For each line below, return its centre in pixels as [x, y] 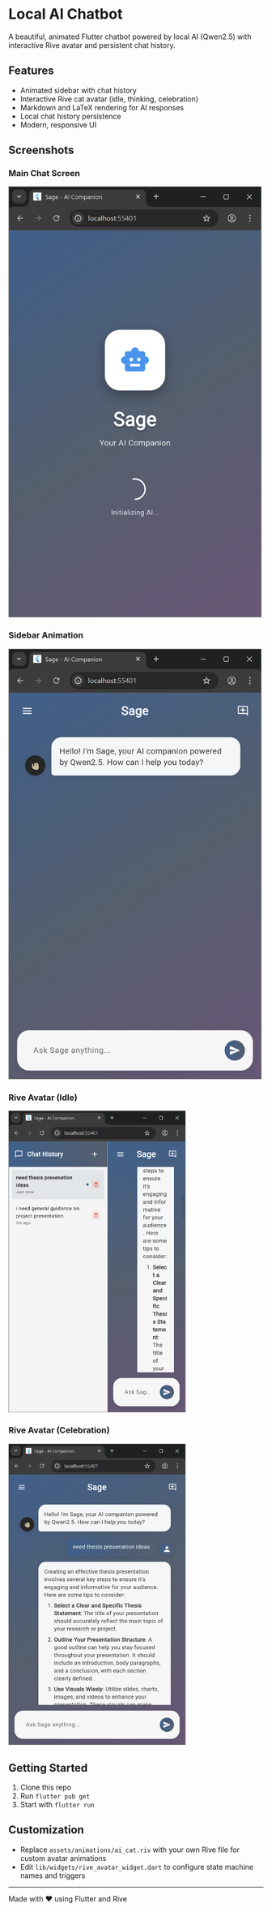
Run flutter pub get [55, 1796]
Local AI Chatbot [66, 14]
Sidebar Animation [46, 635]
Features [31, 71]
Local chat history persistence [70, 116]
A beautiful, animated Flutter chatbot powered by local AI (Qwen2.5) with [130, 37]
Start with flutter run [57, 1805]
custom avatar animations [63, 1858]
